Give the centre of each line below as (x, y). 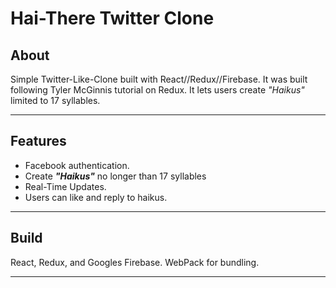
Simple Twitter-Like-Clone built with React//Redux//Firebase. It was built (159, 79)
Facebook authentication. (77, 165)
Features (38, 141)
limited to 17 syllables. (55, 100)
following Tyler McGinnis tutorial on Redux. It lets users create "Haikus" (157, 90)
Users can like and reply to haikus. (96, 197)
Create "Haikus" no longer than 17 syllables (115, 176)
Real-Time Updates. (65, 186)
